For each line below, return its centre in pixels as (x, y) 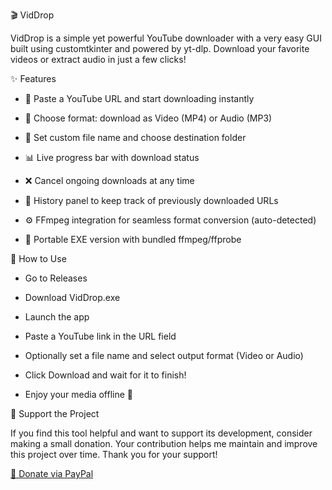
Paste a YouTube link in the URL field (100, 336)
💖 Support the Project (55, 413)
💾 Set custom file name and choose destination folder (135, 137)
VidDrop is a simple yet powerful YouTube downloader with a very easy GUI (166, 38)
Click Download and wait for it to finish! (105, 375)
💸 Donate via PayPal (52, 473)
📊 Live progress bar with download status (112, 157)
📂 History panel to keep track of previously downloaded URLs (151, 200)
